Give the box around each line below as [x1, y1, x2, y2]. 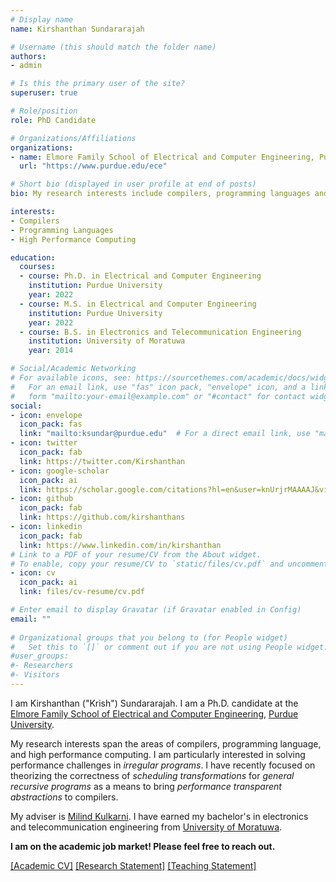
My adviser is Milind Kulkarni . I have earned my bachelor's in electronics [10, 810, 309, 822]
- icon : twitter [10, 438, 78, 448]
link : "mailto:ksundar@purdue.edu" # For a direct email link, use [19, 429, 311, 439]
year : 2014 [28, 346, 74, 356]
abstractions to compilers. [10, 791, 119, 803]
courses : [19, 262, 56, 272]
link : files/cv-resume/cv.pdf [19, 587, 145, 597]
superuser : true [10, 88, 78, 98]
